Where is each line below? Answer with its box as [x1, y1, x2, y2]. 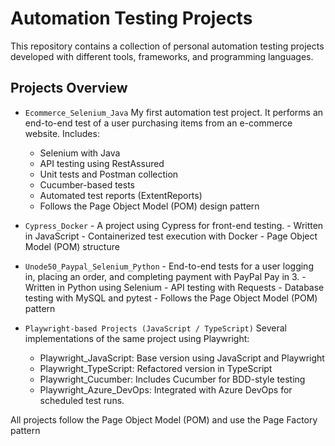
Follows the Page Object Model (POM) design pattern [39, 200, 260, 212]
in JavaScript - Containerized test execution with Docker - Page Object [24, 230, 318, 242]
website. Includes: [24, 127, 100, 139]
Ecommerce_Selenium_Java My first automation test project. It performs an [24, 106, 324, 118]
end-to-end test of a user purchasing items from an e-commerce [24, 117, 293, 129]
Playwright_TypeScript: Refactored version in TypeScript [39, 362, 273, 374]
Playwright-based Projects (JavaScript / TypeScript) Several [24, 322, 287, 334]
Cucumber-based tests [39, 178, 135, 191]
